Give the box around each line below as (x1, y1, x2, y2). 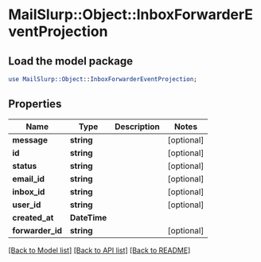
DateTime (69, 212, 107, 223)
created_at (12, 212, 54, 223)
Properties (8, 97, 62, 111)
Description (114, 121, 161, 132)
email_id (12, 173, 45, 184)
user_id (12, 199, 41, 210)
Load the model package (8, 54, 134, 68)
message (12, 134, 48, 145)
